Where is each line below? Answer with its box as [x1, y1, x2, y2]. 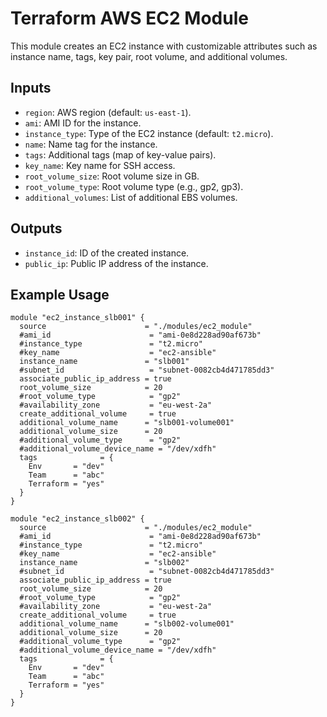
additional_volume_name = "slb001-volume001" [19, 418, 235, 428]
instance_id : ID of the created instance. [24, 247, 190, 259]
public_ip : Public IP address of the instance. [24, 257, 209, 269]
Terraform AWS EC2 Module [10, 7, 249, 30]
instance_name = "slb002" [19, 558, 190, 568]
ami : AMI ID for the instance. [24, 117, 142, 129]
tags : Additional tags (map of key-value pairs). [24, 148, 217, 161]
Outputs [10, 220, 63, 237]
